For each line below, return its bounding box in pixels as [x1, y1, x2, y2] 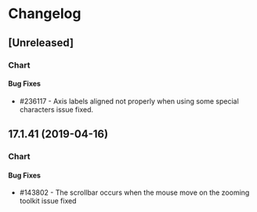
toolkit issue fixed [19, 196, 77, 206]
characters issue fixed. [19, 104, 94, 114]
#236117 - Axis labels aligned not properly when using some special [19, 96, 239, 106]
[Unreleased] [8, 36, 74, 49]
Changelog [8, 5, 81, 23]
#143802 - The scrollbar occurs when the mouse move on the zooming [19, 188, 250, 197]
